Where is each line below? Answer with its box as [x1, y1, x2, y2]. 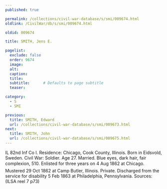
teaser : [9, 85, 26, 90]
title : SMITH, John [9, 131, 50, 136]
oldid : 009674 [5, 30, 35, 35]
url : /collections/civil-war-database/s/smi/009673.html [9, 122, 131, 127]
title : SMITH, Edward [9, 117, 55, 122]
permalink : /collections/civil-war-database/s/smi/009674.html [5, 16, 140, 21]
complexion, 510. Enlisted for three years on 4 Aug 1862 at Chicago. [5, 160, 145, 166]
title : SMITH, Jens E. [5, 39, 52, 44]
